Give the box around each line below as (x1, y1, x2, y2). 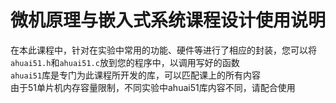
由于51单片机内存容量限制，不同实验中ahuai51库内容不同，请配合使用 (10, 81, 296, 93)
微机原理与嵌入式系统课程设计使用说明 (10, 9, 327, 32)
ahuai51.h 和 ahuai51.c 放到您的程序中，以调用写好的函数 (10, 56, 240, 68)
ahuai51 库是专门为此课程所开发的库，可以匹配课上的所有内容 (10, 69, 262, 81)
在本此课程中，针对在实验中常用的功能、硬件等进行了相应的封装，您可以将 (10, 44, 317, 56)
